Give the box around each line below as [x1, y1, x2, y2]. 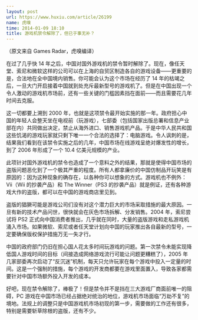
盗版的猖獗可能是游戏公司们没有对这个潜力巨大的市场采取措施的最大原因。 [6, 201, 187, 208]
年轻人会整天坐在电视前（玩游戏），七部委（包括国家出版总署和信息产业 [16, 117, 190, 124]
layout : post [6, 8, 38, 15]
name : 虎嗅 [6, 19, 31, 25]
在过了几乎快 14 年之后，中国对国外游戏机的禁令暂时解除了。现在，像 [6, 60, 175, 67]
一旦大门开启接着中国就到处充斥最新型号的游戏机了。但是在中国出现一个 [16, 82, 192, 89]
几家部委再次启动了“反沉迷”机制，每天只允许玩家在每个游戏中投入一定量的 [6, 258, 187, 265]
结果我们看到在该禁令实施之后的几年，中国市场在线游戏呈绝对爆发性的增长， [6, 139, 192, 146]
